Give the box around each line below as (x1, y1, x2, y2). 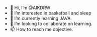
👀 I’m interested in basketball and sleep (10, 10, 91, 16)
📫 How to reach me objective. (10, 26, 73, 32)
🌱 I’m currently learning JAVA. (10, 15, 72, 21)
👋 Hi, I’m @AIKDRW (10, 5, 51, 10)
